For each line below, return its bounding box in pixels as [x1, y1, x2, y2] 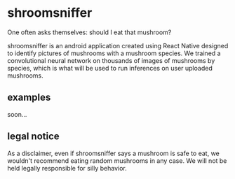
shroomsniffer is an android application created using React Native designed [7, 41, 229, 50]
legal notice [7, 131, 60, 143]
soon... [7, 110, 27, 118]
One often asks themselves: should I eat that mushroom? [7, 28, 172, 36]
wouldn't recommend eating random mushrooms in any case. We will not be [7, 156, 227, 165]
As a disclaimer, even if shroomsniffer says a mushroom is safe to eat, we [7, 149, 220, 157]
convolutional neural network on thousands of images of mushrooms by [7, 56, 215, 64]
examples [7, 92, 51, 103]
